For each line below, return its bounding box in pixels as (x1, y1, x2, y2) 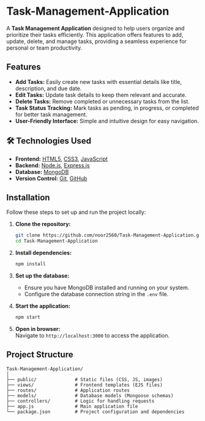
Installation (6, 192, 50, 203)
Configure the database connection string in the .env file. (24, 290, 169, 298)
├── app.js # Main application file (6, 403, 138, 409)
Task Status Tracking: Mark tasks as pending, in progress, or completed (15, 104, 199, 112)
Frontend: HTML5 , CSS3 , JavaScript (15, 155, 108, 162)
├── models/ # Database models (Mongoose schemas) (6, 392, 174, 399)
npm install (15, 261, 46, 267)
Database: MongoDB (15, 168, 69, 175)
